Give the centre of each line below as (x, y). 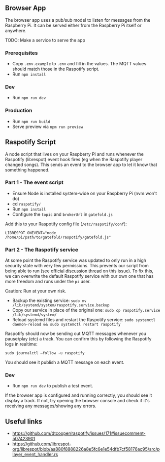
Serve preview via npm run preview (48, 126)
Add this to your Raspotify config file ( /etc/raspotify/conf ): (66, 224)
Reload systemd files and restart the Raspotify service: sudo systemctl (84, 320)
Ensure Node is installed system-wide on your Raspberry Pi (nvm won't (84, 193)
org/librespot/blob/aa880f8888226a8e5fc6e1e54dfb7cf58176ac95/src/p (86, 449)
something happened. (27, 169)
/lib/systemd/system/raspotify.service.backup (61, 305)
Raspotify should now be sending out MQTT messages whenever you (76, 334)
